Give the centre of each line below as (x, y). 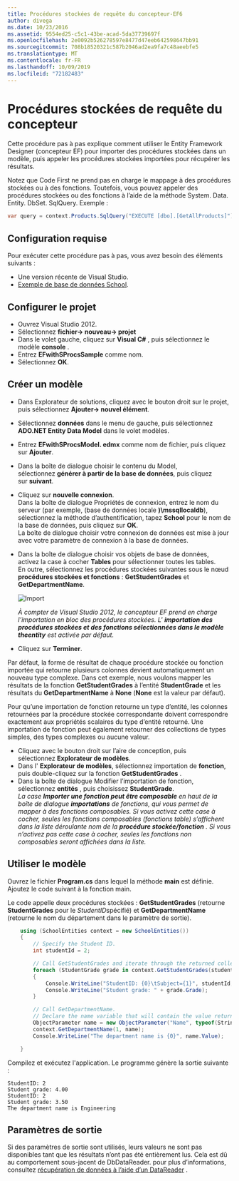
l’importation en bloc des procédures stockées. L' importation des (115, 619)
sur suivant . (36, 481)
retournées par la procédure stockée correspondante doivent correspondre (118, 714)
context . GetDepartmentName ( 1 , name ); (89, 1029)
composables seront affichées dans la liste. (82, 842)
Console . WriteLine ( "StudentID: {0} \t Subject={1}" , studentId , (139, 983)
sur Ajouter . (36, 452)
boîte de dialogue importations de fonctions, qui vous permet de (113, 804)
